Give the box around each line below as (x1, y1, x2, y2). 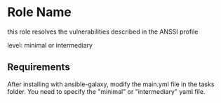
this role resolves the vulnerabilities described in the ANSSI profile (7, 27, 199, 36)
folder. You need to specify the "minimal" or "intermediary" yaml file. (7, 87, 206, 95)
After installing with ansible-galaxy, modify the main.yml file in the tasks (7, 80, 215, 88)
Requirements (7, 61, 70, 74)
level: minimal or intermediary (7, 41, 93, 49)
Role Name (7, 4, 72, 20)
